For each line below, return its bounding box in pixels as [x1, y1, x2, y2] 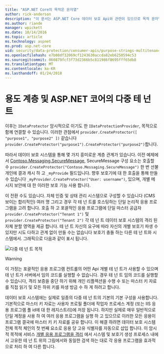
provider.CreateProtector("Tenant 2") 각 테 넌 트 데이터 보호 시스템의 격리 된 [5, 217, 158, 223]
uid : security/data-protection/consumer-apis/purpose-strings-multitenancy [5, 48, 163, 53]
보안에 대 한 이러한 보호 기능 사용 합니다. [14, 182, 91, 188]
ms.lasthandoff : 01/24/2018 [5, 71, 62, 76]
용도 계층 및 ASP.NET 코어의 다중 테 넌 [5, 94, 151, 105]
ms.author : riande [5, 21, 42, 26]
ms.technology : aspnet [5, 39, 51, 44]
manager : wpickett [5, 25, 42, 30]
